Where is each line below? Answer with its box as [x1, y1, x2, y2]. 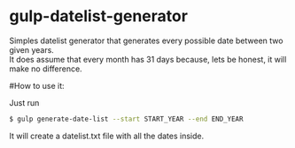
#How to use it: [9, 80, 65, 91]
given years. [9, 44, 55, 55]
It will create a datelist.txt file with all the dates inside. [9, 130, 205, 141]
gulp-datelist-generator [9, 6, 189, 26]
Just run [9, 97, 40, 107]
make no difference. [9, 63, 82, 74]
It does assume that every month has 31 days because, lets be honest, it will [9, 54, 287, 64]
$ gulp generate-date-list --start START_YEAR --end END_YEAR [9, 115, 244, 123]
